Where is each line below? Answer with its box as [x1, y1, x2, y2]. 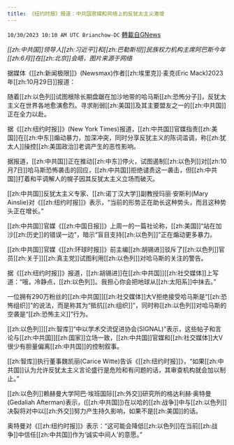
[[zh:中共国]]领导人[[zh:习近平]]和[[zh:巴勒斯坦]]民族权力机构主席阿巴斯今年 [7, 45, 226, 53]
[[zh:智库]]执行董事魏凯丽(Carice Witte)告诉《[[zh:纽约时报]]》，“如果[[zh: [7, 357, 218, 365]
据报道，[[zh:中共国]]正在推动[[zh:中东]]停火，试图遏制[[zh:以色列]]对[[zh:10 [7, 156, 227, 165]
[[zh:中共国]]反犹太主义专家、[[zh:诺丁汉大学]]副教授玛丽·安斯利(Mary [7, 189, 208, 198]
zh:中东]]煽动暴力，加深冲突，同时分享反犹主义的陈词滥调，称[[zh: [28, 133, 220, 142]
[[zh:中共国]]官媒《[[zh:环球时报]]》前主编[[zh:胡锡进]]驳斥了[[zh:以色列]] [7, 245, 219, 254]
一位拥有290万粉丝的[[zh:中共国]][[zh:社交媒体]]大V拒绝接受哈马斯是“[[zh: [7, 292, 221, 300]
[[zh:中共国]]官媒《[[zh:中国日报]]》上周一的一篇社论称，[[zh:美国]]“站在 [7, 221, 217, 230]
